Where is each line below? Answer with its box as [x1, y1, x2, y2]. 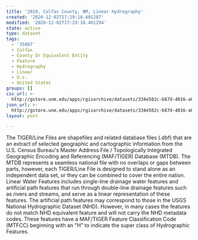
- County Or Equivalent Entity [11, 52, 88, 58]
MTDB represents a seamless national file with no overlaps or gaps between [6, 159, 192, 166]
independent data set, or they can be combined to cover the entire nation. [6, 172, 186, 179]
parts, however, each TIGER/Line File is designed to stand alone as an [6, 166, 176, 173]
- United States [11, 80, 51, 86]
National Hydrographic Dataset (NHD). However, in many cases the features [6, 203, 190, 210]
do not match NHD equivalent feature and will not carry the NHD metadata [6, 209, 187, 216]
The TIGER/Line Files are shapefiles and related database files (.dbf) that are [6, 134, 192, 142]
